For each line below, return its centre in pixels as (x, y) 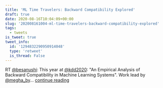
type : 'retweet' (26, 51)
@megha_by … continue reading (37, 80)
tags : (11, 28)
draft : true (17, 14)
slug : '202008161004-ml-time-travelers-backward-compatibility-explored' (82, 23)
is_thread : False (27, 56)
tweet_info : (17, 42)
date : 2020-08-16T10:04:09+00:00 (39, 19)
